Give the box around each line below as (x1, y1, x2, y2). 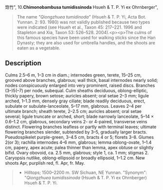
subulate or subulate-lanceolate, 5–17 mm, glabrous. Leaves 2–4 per (5, 103, 142, 109)
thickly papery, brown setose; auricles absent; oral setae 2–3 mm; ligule (5, 93, 149, 98)
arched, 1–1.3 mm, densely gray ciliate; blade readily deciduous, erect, (5, 98, 145, 104)
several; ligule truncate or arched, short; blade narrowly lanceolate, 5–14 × (5, 114, 154, 119)
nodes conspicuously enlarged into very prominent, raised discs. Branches (5, 82, 155, 88)
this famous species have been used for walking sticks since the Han (17, 35, 156, 40)
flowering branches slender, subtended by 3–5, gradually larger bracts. (5, 129, 147, 135)
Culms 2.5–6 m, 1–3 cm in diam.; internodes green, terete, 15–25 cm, (5, 72, 142, 78)
